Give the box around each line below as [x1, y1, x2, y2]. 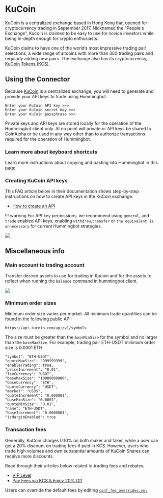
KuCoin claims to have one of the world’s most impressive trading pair [5, 45, 146, 51]
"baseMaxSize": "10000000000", [5, 376, 69, 381]
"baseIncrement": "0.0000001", [5, 411, 69, 416]
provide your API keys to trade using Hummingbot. [5, 93, 107, 99]
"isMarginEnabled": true [5, 415, 56, 420]
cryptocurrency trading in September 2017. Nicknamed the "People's [5, 25, 144, 31]
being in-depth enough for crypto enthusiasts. [5, 36, 99, 41]
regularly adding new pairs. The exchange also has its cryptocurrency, [5, 55, 148, 61]
